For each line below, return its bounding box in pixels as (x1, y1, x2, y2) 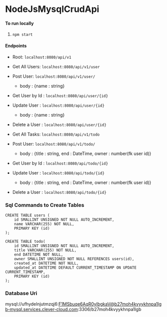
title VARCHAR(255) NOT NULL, (14, 248, 77, 253)
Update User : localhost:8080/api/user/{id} (12, 102, 105, 108)
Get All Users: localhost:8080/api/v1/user (12, 63, 100, 69)
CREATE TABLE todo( (5, 239, 46, 244)
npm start (12, 32, 33, 37)
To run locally (5, 20, 34, 26)
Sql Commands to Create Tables (5, 201, 84, 208)
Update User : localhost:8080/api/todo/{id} (12, 169, 105, 175)
